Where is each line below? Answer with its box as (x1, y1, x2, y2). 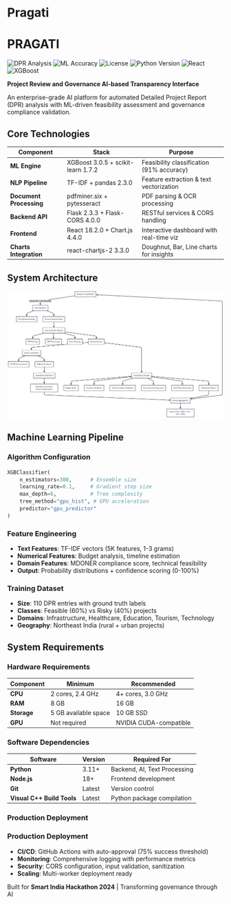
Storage (10, 709, 34, 717)
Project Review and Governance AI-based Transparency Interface (7, 80, 199, 88)
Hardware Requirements (7, 662, 91, 672)
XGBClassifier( (7, 469, 51, 476)
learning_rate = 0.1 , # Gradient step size (19, 483, 153, 490)
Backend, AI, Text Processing (111, 765, 194, 774)
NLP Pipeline (10, 179, 48, 187)
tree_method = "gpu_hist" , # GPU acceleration (19, 498, 149, 505)
